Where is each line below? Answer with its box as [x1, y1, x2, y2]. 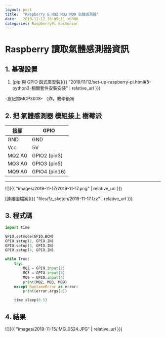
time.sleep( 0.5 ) [14, 297, 48, 303]
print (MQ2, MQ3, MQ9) [23, 280, 68, 285]
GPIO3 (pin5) [32, 160, 63, 167]
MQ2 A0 [7, 152, 27, 159]
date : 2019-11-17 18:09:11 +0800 [5, 16, 79, 21]
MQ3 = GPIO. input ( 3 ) [23, 270, 65, 275]
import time [5, 225, 30, 230]
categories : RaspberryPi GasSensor [5, 21, 79, 26]
